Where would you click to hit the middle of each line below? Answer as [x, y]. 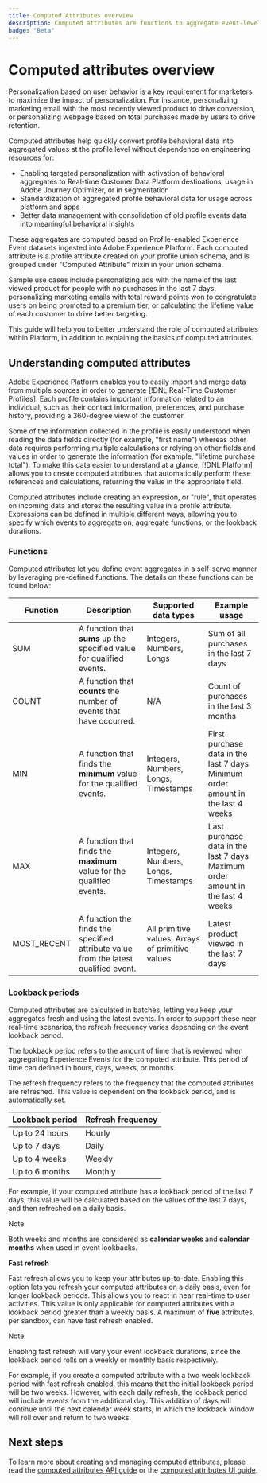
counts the [99, 691]
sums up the [102, 639]
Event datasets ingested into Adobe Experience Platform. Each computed [128, 248]
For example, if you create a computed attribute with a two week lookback [130, 1375]
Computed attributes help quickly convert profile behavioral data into [121, 141]
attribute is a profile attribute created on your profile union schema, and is [129, 256]
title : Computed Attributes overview [71, 16]
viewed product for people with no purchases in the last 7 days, [112, 289]
